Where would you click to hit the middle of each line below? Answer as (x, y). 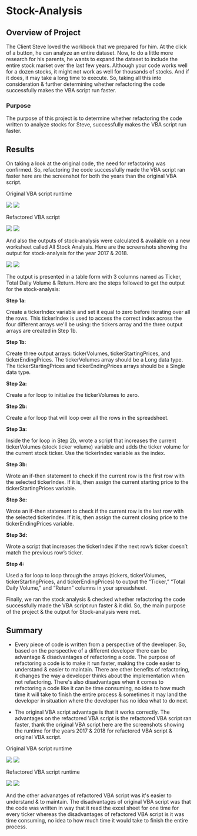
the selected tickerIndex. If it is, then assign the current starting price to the (97, 482)
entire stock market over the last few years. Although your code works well (97, 65)
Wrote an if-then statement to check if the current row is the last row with (95, 511)
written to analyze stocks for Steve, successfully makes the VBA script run (96, 125)
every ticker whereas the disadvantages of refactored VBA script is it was (95, 814)
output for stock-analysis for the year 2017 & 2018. (67, 253)
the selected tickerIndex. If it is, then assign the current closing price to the (97, 517)
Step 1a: (16, 300)
